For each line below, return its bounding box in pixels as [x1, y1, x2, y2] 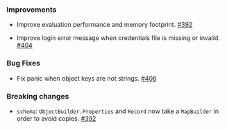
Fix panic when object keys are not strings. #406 [16, 74, 157, 82]
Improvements [6, 5, 57, 14]
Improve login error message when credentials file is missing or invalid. [16, 34, 220, 42]
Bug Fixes [6, 59, 41, 68]
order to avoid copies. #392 [16, 114, 96, 122]
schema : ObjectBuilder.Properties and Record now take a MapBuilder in [16, 107, 219, 115]
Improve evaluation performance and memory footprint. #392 [16, 21, 193, 29]
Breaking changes [6, 91, 69, 101]
